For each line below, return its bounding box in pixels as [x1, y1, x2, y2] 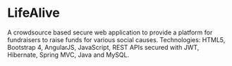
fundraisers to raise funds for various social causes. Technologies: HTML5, [7, 35, 226, 44]
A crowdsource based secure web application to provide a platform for [7, 28, 213, 37]
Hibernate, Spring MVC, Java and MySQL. [7, 51, 130, 59]
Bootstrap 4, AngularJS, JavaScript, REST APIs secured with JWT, [7, 43, 200, 51]
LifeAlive [7, 5, 60, 21]
